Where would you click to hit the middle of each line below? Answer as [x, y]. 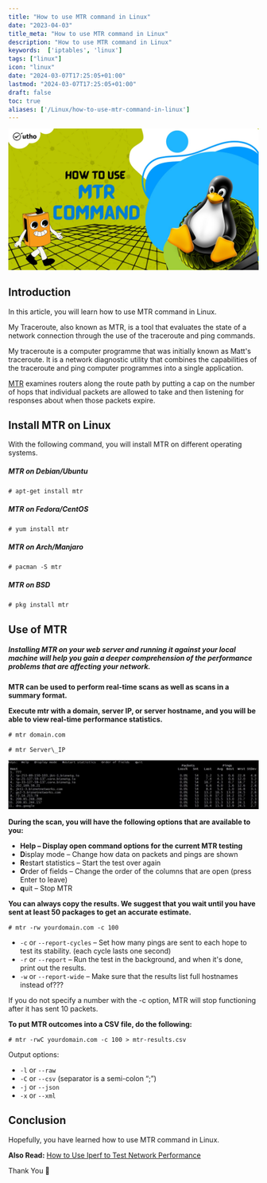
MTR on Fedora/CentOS [48, 509]
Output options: [34, 1055]
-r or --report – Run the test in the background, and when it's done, [132, 960]
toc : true [25, 101]
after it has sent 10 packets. [53, 1009]
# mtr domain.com [37, 735]
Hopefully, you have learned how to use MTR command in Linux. [114, 1139]
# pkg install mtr [39, 605]
